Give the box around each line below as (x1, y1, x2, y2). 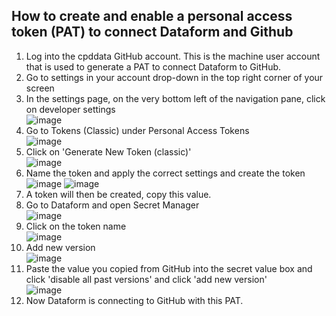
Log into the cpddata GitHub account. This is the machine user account (25, 50, 321, 62)
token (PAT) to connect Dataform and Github (11, 24, 294, 41)
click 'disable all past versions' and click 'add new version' (25, 273, 268, 285)
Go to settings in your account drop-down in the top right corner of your (25, 71, 324, 83)
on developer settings (25, 103, 116, 115)
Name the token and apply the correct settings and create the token (25, 167, 306, 179)
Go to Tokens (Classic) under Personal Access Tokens (25, 124, 250, 136)
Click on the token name (25, 220, 127, 232)
